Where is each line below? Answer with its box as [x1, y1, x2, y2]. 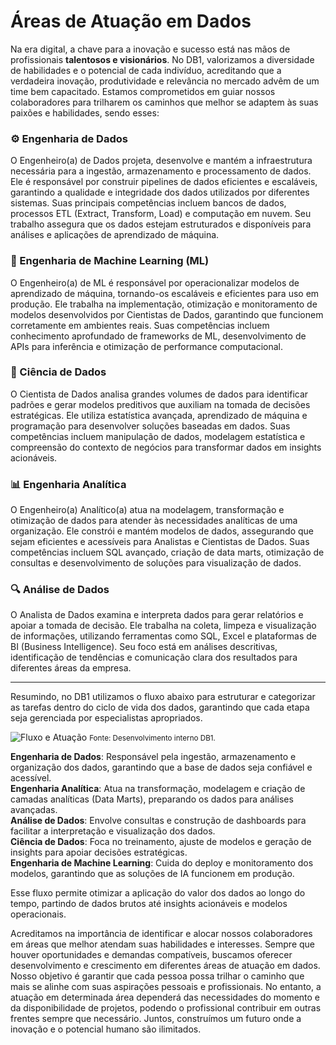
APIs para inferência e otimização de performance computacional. [10, 340, 284, 352]
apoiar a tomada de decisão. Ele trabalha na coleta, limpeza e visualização [10, 620, 317, 632]
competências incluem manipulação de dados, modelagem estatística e [10, 430, 306, 442]
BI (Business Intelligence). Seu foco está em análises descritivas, [10, 641, 278, 653]
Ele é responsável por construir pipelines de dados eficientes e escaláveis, [10, 176, 318, 188]
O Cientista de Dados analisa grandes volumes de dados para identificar [10, 388, 309, 400]
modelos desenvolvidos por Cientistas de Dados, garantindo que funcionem [10, 308, 324, 320]
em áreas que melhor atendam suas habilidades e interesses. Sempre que [10, 938, 316, 950]
